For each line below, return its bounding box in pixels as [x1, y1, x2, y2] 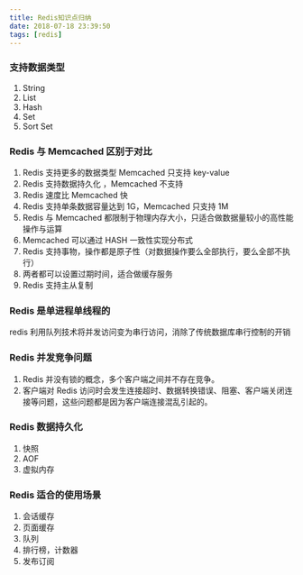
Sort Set [22, 121, 53, 132]
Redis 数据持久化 [9, 421, 83, 434]
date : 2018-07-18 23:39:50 [9, 22, 111, 31]
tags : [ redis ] [9, 30, 63, 39]
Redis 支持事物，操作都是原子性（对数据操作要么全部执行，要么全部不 [22, 245, 283, 257]
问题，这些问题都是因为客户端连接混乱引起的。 [38, 396, 213, 406]
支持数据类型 [9, 61, 66, 74]
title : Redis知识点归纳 [9, 13, 92, 23]
